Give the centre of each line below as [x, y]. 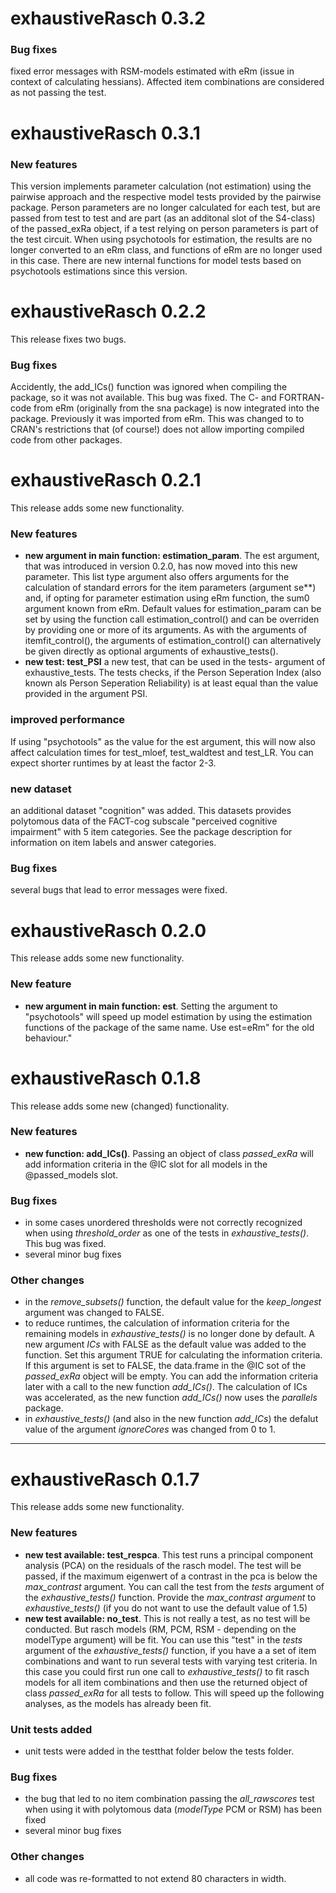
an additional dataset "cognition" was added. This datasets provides [151, 811]
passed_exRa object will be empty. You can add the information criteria [171, 1376]
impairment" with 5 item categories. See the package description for [151, 832]
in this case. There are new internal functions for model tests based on [156, 260]
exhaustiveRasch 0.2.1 [106, 480]
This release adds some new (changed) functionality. [120, 1106]
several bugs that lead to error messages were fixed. [119, 890]
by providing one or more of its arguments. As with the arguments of [166, 630]
